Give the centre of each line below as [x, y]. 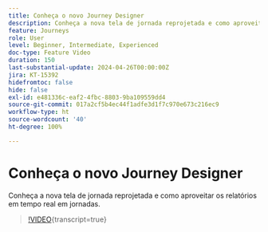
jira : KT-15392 [33, 75]
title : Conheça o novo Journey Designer [77, 16]
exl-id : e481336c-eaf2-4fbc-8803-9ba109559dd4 [87, 97]
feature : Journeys [39, 30]
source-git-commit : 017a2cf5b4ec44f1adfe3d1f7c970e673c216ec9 [114, 104]
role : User [26, 38]
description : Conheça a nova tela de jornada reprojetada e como [119, 23]
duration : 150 [32, 61]
